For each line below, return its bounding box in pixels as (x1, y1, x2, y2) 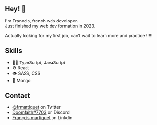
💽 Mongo (12, 77, 31, 83)
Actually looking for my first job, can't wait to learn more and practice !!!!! (5, 32, 153, 38)
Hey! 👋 (5, 5, 26, 13)
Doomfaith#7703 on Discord (12, 109, 70, 115)
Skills (5, 47, 22, 55)
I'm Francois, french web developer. (5, 18, 78, 23)
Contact (5, 91, 30, 100)
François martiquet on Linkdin (12, 115, 73, 121)
